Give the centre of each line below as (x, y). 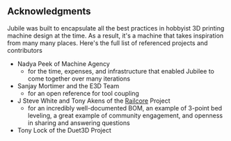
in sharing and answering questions (79, 123)
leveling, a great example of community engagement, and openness (125, 115)
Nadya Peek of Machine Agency (63, 64)
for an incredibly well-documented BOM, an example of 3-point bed (125, 108)
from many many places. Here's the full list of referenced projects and (107, 43)
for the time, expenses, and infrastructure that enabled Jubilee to (121, 71)
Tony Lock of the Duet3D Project (64, 130)
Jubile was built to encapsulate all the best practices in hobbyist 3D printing (116, 28)
